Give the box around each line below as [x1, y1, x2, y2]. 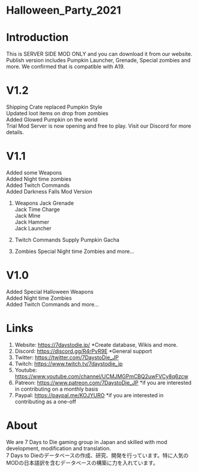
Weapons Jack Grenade [14, 199, 74, 207]
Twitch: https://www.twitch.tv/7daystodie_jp [14, 360, 123, 367]
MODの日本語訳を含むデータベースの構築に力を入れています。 [6, 459, 159, 466]
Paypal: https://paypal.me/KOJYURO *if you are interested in [14, 391, 164, 398]
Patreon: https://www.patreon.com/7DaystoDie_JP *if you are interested [14, 379, 192, 386]
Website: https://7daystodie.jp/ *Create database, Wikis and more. [14, 341, 178, 348]
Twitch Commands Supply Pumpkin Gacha [14, 236, 120, 243]
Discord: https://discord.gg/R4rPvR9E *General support [14, 347, 153, 354]
